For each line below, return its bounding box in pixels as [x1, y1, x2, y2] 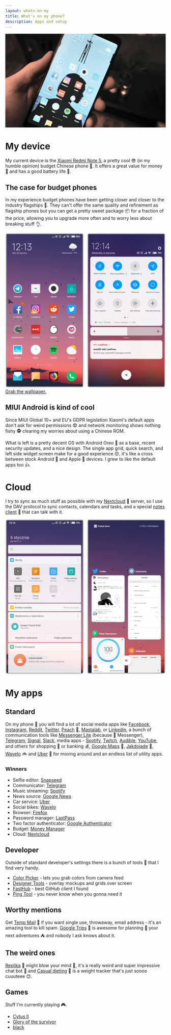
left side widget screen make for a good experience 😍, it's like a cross [5, 450, 153, 456]
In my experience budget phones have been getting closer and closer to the [5, 196, 164, 202]
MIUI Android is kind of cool [5, 403, 95, 412]
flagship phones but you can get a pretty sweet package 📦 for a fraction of [5, 208, 164, 214]
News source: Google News [12, 793, 71, 799]
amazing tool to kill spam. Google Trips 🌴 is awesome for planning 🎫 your [5, 924, 159, 930]
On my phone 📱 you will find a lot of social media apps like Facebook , [5, 721, 151, 727]
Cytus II [12, 1014, 29, 1020]
